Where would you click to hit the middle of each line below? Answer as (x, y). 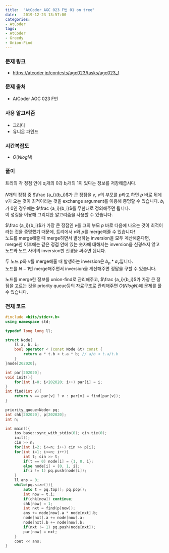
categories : (18, 19)
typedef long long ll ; (29, 331)
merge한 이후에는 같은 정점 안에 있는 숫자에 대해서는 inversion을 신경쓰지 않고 (82, 244)
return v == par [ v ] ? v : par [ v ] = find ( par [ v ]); (68, 396)
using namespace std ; (28, 321)
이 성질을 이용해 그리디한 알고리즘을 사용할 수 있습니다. (59, 214)
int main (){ (18, 428)
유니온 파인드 (25, 131)
